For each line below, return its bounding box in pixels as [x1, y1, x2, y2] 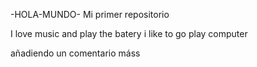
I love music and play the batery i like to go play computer [10, 28, 248, 39]
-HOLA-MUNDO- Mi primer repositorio [10, 9, 170, 20]
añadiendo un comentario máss [10, 47, 141, 59]
